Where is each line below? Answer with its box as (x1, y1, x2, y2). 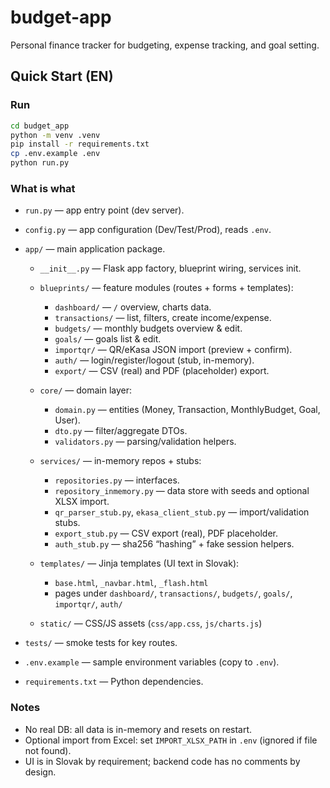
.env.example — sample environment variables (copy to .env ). (24, 656, 280, 668)
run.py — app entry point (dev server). (24, 204, 185, 216)
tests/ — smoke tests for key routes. (24, 637, 178, 649)
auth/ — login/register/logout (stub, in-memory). (54, 354, 255, 366)
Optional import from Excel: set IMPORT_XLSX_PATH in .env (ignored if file (24, 734, 318, 746)
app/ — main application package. (24, 243, 166, 255)
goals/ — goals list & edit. (54, 333, 162, 345)
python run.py (10, 158, 70, 168)
